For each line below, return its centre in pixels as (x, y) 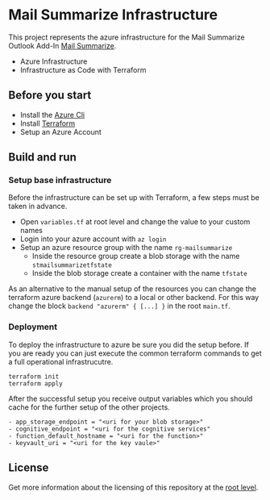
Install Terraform (48, 123)
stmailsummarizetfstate (72, 265)
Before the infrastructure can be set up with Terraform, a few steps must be (134, 198)
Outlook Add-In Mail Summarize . (62, 45)
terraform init (34, 377)
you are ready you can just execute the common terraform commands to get (135, 353)
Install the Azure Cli (52, 115)
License (29, 468)
